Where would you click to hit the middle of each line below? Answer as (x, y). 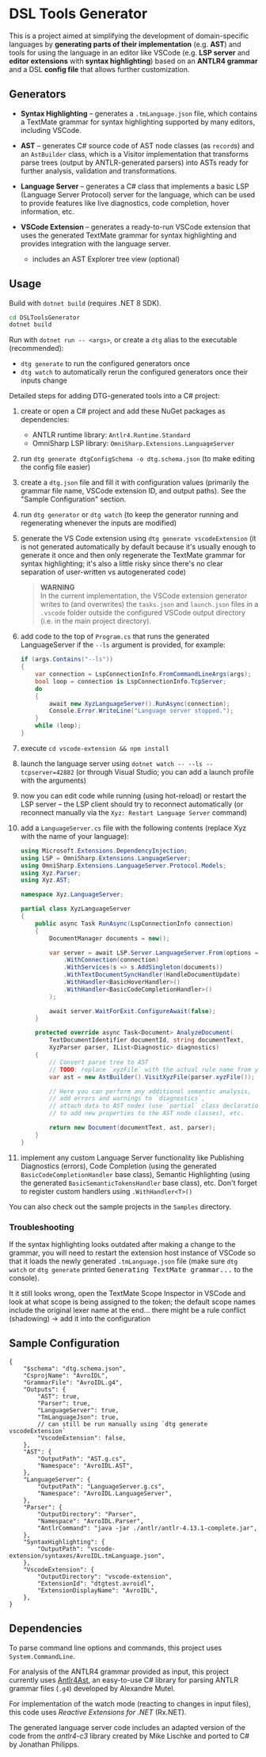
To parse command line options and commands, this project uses (116, 1648)
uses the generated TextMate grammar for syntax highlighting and (128, 235)
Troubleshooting (42, 1227)
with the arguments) (53, 780)
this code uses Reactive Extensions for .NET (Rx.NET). (98, 1712)
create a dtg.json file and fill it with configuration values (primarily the (135, 482)
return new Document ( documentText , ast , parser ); (133, 1128)
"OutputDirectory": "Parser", (87, 1514)
